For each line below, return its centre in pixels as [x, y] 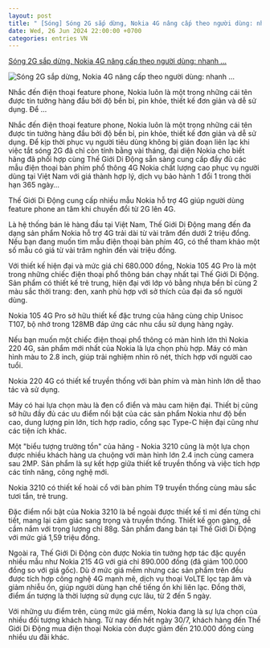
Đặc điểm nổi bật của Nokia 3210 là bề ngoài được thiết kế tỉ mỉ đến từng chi [135, 512]
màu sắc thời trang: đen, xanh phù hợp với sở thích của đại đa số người [125, 291]
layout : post [30, 16]
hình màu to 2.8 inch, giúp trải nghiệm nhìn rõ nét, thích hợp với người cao [131, 357]
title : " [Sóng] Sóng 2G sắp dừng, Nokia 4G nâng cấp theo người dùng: [131, 23]
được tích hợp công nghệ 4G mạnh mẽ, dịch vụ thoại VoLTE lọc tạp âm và [130, 579]
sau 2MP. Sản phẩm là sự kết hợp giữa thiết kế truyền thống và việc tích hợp [134, 464]
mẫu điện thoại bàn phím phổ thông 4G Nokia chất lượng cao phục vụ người [134, 168]
